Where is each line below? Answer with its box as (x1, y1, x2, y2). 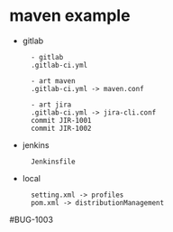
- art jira (31, 100, 72, 109)
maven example (9, 5, 131, 26)
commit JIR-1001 (31, 116, 92, 125)
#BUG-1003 (9, 214, 54, 225)
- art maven (31, 76, 76, 86)
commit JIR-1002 (31, 124, 92, 133)
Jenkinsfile (31, 157, 76, 166)
